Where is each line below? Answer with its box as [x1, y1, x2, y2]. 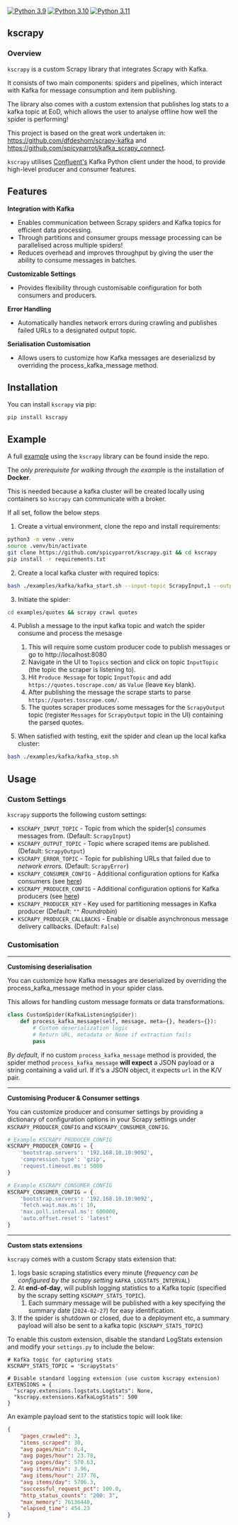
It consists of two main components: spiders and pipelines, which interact [7, 78, 222, 87]
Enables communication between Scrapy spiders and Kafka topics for [17, 218, 222, 226]
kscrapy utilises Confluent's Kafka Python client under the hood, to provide [7, 157, 225, 166]
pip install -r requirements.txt [7, 556, 106, 563]
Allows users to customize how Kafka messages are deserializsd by [17, 353, 216, 362]
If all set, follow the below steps [7, 508, 100, 517]
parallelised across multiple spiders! [17, 241, 123, 249]
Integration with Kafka [7, 204, 74, 213]
